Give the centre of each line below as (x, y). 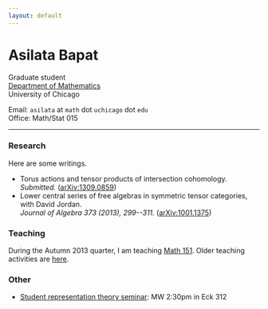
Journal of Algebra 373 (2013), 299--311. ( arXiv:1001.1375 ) (116, 213)
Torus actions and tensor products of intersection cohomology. (123, 178)
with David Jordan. (51, 204)
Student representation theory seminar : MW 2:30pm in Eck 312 (123, 297)
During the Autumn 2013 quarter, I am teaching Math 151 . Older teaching (126, 251)
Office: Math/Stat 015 (43, 118)
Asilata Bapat (53, 55)
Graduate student (37, 77)
